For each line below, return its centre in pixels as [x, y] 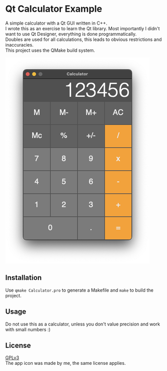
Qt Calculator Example [54, 9]
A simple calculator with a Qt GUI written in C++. [56, 23]
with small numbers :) [28, 329]
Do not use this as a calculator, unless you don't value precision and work [83, 324]
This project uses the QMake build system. [50, 50]
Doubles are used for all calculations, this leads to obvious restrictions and [83, 39]
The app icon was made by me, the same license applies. [66, 363]
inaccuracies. [19, 45]
